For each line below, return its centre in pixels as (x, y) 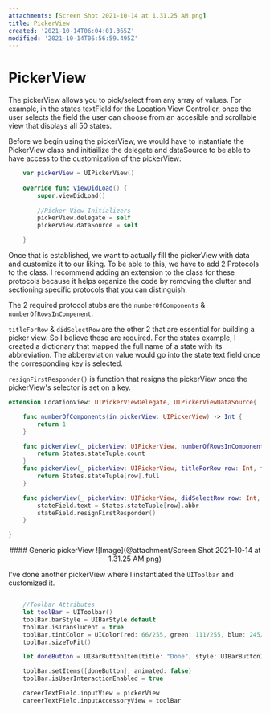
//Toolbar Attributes (59, 605)
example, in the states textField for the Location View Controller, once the (130, 109)
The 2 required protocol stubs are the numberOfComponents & (107, 305)
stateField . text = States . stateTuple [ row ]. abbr (118, 506)
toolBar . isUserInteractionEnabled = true (93, 679)
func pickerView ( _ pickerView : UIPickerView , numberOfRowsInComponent (143, 446)
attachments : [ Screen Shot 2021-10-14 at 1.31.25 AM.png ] (107, 16)
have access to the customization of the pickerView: (95, 158)
